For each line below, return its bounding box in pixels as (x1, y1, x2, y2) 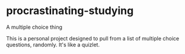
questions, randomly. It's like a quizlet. (6, 41, 100, 48)
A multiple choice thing (6, 23, 63, 31)
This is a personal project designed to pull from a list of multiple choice (6, 35, 180, 42)
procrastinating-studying (6, 4, 134, 18)
